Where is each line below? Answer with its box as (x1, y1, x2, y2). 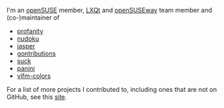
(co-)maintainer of (6, 13, 60, 22)
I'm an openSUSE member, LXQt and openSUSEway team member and (6, 6, 213, 14)
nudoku (16, 34, 39, 43)
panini (16, 65, 35, 72)
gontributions (16, 49, 56, 58)
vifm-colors (16, 72, 51, 80)
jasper (16, 42, 36, 50)
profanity (16, 27, 44, 35)
